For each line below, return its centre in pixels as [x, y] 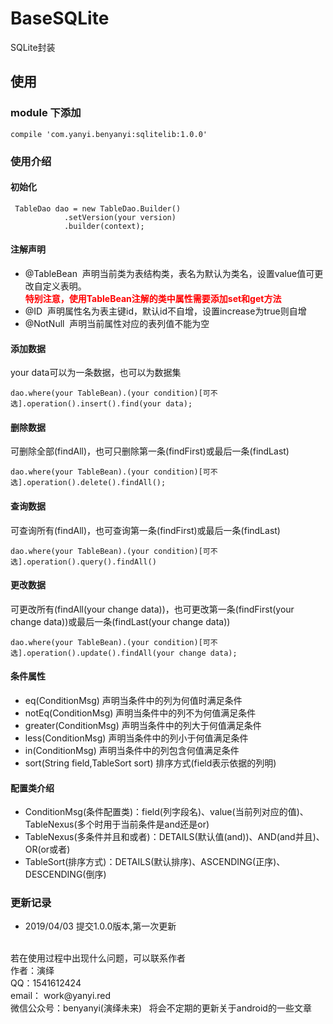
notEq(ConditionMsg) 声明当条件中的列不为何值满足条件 [140, 713]
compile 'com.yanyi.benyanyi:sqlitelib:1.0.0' [109, 134]
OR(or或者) [47, 849]
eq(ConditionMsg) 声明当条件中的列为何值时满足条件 [133, 700]
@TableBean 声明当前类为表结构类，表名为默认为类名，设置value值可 [169, 273]
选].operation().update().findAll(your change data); [124, 653]
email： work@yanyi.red [61, 996]
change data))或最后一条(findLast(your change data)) [120, 621]
